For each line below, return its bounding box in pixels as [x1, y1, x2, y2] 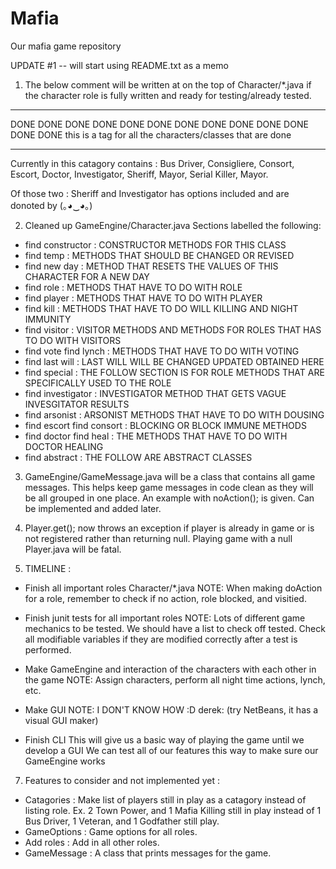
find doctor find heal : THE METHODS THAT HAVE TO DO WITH [24, 430, 288, 442]
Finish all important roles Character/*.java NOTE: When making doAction [24, 582, 323, 594]
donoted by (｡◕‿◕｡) [10, 199, 93, 211]
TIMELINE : [24, 562, 72, 574]
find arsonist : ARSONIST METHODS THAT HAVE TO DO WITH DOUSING [24, 408, 325, 421]
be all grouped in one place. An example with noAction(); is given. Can [24, 492, 315, 504]
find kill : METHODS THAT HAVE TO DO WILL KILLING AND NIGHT [24, 302, 299, 314]
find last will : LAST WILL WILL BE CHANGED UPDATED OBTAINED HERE [24, 355, 325, 367]
